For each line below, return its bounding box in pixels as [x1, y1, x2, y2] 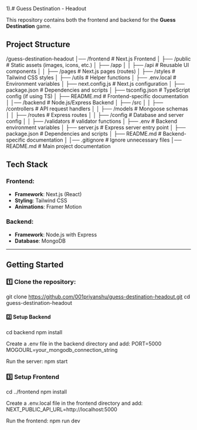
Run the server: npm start [6, 358, 68, 365]
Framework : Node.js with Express [14, 231, 97, 238]
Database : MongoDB [14, 237, 66, 244]
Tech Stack [6, 160, 48, 170]
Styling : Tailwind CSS [14, 197, 67, 204]
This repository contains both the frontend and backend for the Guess [6, 16, 176, 23]
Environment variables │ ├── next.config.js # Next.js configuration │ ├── [6, 80, 185, 87]
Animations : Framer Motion [14, 203, 82, 210]
